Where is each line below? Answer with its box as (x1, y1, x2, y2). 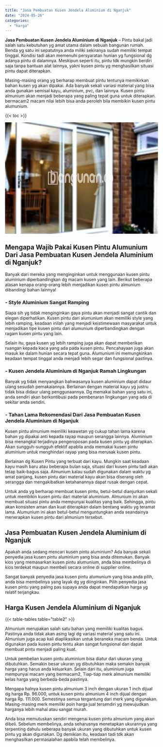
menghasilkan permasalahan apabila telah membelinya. (5, 736, 116, 743)
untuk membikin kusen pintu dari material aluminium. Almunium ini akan (5, 493, 148, 500)
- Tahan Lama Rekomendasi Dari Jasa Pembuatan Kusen (5, 411, 141, 418)
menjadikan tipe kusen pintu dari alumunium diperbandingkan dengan (5, 325, 145, 331)
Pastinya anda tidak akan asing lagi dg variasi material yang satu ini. (5, 631, 141, 637)
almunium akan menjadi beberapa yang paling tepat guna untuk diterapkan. (5, 93, 156, 99)
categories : (5, 18, 29, 23)
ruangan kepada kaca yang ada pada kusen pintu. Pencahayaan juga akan (5, 345, 154, 351)
